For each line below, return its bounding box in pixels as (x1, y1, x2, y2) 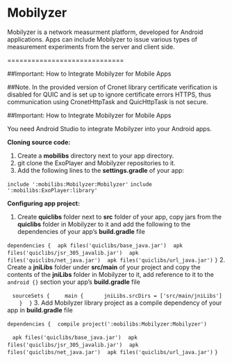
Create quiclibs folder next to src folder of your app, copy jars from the (17, 212, 222, 221)
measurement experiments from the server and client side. (7, 42, 175, 51)
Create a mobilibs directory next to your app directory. (17, 151, 174, 160)
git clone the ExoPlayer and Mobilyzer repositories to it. (17, 158, 176, 167)
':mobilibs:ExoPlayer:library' (7, 187, 98, 194)
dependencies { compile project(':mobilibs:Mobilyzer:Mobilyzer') (7, 321, 207, 328)
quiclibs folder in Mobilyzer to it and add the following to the (17, 220, 191, 228)
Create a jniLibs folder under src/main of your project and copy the (7, 262, 201, 271)
